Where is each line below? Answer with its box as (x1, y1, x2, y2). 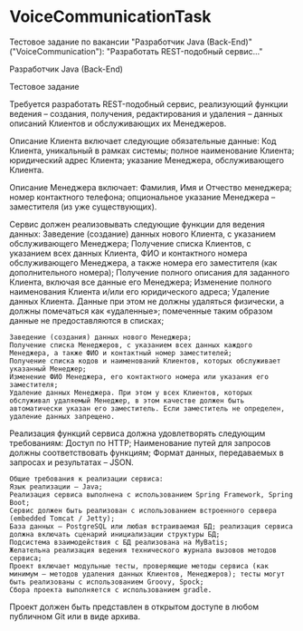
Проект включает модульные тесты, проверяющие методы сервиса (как (9, 561, 270, 570)
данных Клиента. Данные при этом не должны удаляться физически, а (9, 296, 285, 306)
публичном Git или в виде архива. (9, 610, 141, 622)
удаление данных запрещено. (9, 412, 116, 421)
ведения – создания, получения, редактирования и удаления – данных (9, 108, 283, 119)
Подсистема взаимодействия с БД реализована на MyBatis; (9, 538, 229, 547)
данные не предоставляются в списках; (9, 315, 165, 325)
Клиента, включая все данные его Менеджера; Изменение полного (9, 277, 272, 287)
